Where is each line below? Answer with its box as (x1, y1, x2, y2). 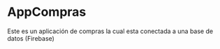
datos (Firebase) (7, 34, 54, 42)
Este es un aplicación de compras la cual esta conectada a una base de (7, 27, 214, 35)
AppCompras (7, 4, 87, 20)
